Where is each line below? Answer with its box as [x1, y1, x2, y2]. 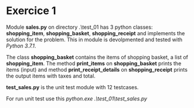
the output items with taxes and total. [6, 72, 96, 79]
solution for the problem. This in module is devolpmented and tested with [6, 36, 183, 43]
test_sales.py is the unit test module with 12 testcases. [6, 83, 139, 90]
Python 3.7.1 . [6, 42, 36, 49]
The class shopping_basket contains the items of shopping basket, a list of [6, 53, 189, 60]
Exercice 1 [6, 4, 57, 18]
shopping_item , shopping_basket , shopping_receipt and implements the [6, 29, 185, 36]
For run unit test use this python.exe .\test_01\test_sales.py [6, 95, 148, 102]
